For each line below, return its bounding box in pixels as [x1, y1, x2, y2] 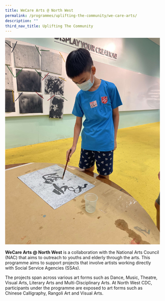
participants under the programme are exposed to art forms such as [5, 285, 143, 291]
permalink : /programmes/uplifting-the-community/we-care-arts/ [5, 13, 137, 18]
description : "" [5, 18, 38, 23]
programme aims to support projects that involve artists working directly [5, 260, 151, 266]
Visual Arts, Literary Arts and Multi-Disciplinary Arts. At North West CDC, [5, 280, 152, 286]
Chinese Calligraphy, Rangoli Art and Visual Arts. [5, 290, 104, 296]
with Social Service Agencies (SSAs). [5, 265, 81, 271]
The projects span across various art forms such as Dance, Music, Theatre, [5, 274, 158, 280]
